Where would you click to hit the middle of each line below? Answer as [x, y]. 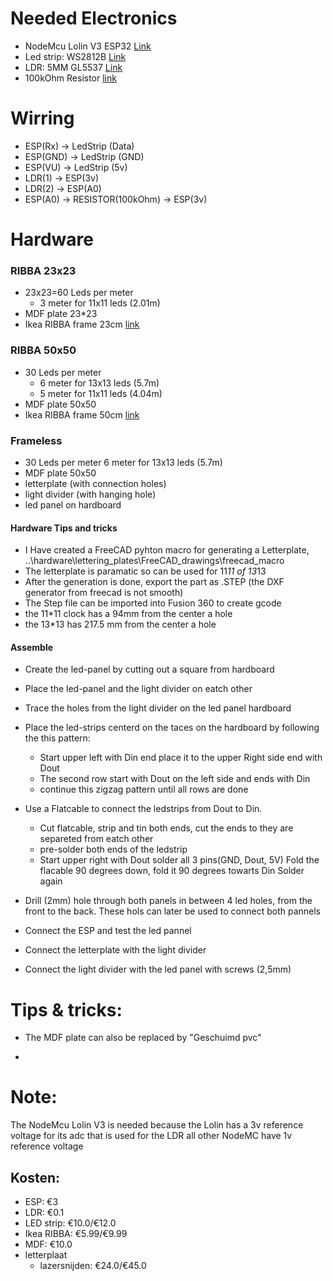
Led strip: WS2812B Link [75, 56]
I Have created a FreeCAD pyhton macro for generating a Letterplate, [167, 550]
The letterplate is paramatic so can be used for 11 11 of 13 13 [145, 571]
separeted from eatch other [96, 839]
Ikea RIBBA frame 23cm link [82, 324]
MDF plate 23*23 [61, 314]
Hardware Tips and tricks [64, 528]
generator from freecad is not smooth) [104, 593]
